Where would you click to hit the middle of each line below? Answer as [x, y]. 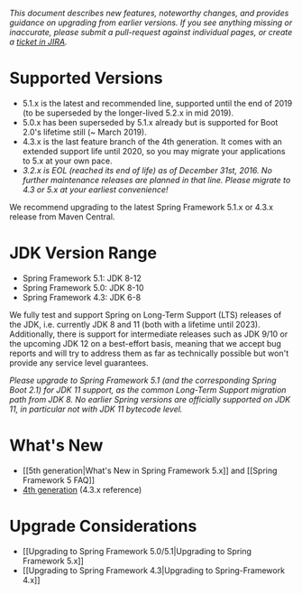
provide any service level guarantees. [79, 362]
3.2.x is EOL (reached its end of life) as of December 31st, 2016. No [147, 170]
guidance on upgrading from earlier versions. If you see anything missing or [151, 23]
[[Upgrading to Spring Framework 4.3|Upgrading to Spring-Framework [154, 570]
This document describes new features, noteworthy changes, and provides [149, 13]
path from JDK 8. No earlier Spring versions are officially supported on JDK [150, 399]
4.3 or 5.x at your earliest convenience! [95, 190]
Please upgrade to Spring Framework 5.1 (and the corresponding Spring [143, 380]
